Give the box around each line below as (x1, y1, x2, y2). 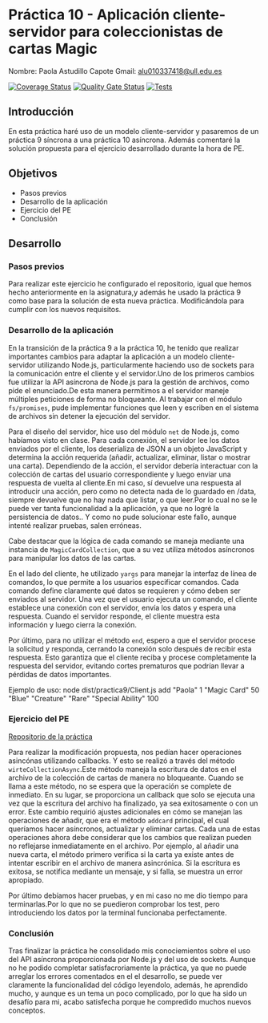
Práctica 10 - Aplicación (8, 6, 170, 24)
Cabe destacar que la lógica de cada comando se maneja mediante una (8, 536, 245, 546)
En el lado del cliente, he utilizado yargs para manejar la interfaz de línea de (8, 568, 258, 578)
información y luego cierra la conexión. (8, 619, 138, 629)
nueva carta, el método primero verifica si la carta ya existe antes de (8, 849, 234, 859)
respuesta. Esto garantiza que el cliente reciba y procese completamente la (8, 652, 257, 662)
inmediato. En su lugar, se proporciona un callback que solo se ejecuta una (8, 790, 256, 799)
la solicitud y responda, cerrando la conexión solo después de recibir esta (8, 643, 252, 653)
